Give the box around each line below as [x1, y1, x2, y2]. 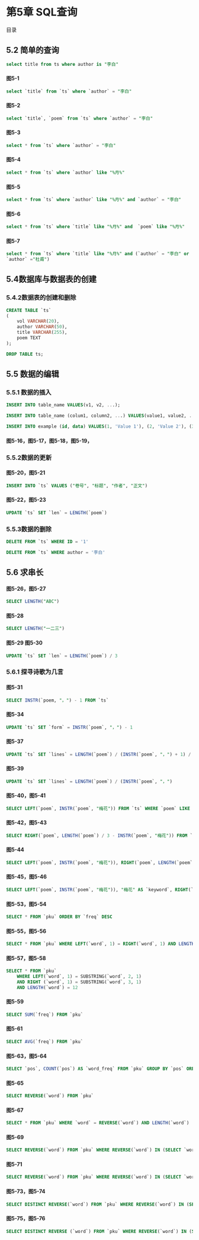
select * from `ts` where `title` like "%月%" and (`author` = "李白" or [6, 251, 190, 257]
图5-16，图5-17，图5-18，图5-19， [6, 437, 93, 444]
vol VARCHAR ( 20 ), [17, 318, 60, 324]
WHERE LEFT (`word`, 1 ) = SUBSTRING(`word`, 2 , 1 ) [17, 974, 142, 980]
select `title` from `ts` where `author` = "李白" [6, 88, 132, 94]
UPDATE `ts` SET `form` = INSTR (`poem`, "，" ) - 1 [6, 724, 133, 730]
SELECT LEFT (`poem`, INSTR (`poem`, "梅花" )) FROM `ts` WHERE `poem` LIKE [6, 805, 191, 811]
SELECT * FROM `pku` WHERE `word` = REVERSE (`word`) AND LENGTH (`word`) [6, 1120, 190, 1126]
